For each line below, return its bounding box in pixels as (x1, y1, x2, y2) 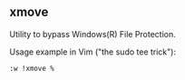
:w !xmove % (9, 64, 54, 73)
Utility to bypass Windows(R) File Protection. (9, 28, 177, 39)
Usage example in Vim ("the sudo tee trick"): (9, 46, 177, 57)
